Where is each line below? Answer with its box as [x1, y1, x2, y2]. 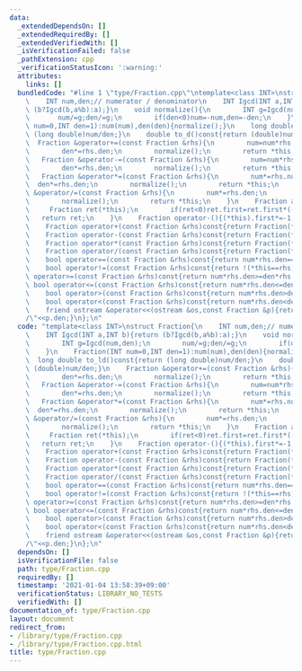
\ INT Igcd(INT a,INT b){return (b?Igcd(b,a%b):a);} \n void [25, 331, 280, 340]
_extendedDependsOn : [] [17, 22, 106, 31]
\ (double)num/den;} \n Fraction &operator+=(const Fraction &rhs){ [25, 364, 296, 373]
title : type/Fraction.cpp [9, 648, 106, 657]
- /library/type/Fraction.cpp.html [9, 640, 143, 649]
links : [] [25, 80, 63, 89]
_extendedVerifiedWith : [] [17, 38, 119, 48]
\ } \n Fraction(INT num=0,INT [25, 347, 164, 356]
